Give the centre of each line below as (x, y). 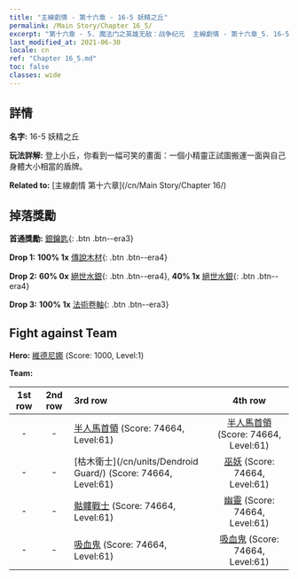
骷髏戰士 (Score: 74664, (125, 506)
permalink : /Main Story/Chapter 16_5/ (81, 26)
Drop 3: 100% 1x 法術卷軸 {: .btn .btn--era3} (89, 305)
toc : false (29, 67)
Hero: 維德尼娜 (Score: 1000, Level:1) (77, 356)
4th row (249, 401)
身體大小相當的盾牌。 (48, 166)
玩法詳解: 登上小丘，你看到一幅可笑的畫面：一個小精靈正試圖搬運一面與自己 (148, 155)
